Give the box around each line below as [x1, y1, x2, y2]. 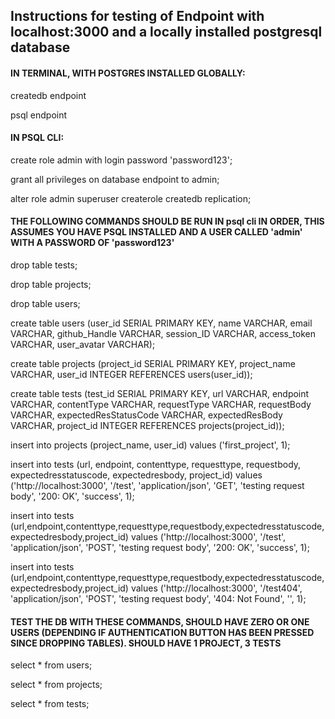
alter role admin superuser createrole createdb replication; [10, 192, 252, 204]
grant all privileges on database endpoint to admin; [10, 173, 220, 185]
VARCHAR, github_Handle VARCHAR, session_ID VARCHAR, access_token [10, 328, 316, 339]
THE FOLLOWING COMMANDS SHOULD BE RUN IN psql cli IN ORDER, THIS [10, 215, 325, 228]
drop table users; [10, 298, 81, 309]
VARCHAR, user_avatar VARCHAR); [10, 339, 156, 350]
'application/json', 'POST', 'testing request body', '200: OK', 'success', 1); [10, 542, 310, 553]
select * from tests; [10, 698, 90, 710]
